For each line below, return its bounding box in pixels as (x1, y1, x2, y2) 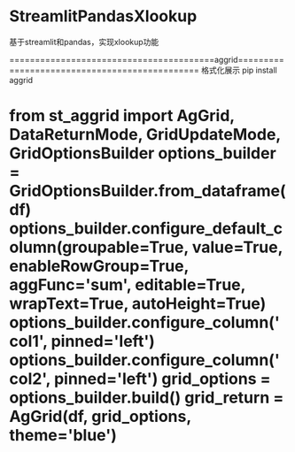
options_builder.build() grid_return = (9, 387, 284, 408)
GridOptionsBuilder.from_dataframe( (9, 181, 286, 201)
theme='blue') (9, 425, 117, 446)
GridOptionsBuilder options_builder (9, 143, 276, 164)
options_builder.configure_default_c (9, 218, 283, 239)
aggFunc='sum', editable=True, (9, 275, 246, 295)
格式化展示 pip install (200, 65, 277, 75)
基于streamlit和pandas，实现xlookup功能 (9, 36, 159, 47)
